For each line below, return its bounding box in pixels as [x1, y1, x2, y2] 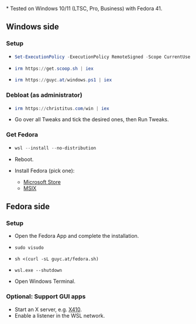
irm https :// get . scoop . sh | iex [14, 66, 94, 71]
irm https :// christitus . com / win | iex [14, 105, 109, 111]
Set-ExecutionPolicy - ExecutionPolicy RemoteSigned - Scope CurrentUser [14, 54, 193, 60]
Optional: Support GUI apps [6, 292, 86, 301]
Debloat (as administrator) [6, 91, 83, 99]
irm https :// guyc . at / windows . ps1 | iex [14, 77, 112, 83]
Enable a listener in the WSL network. [14, 312, 105, 319]
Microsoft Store [23, 178, 61, 185]
